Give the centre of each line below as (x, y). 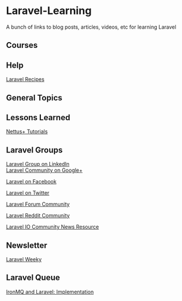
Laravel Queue (33, 278)
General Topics (34, 98)
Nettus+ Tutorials (27, 132)
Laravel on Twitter (28, 193)
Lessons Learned (38, 117)
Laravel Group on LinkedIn (38, 164)
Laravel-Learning (49, 11)
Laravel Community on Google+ (44, 170)
